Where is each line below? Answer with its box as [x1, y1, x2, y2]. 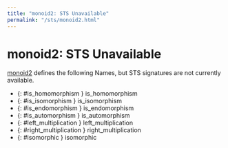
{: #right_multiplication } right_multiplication [17, 126, 141, 134]
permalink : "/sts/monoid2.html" [7, 17, 100, 23]
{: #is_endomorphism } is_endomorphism [17, 104, 134, 112]
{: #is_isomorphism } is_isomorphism [17, 97, 123, 105]
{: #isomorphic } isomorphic [17, 134, 97, 142]
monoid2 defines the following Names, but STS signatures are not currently [7, 69, 222, 77]
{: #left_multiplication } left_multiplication [17, 118, 134, 127]
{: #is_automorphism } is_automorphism [17, 112, 130, 120]
